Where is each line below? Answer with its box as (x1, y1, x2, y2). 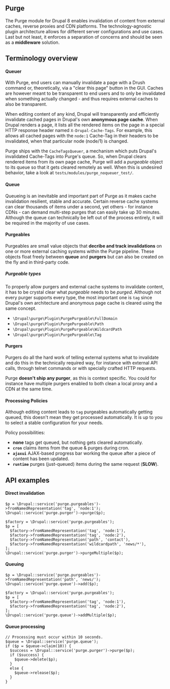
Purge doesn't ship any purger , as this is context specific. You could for (5, 375, 156, 381)
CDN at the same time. (5, 386, 53, 392)
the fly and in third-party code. (5, 259, 70, 265)
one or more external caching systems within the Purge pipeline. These (5, 248, 154, 254)
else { (10, 666, 24, 671)
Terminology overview (5, 54, 78, 63)
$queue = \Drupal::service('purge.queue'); (5, 639, 99, 644)
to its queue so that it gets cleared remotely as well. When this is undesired (5, 164, 162, 170)
